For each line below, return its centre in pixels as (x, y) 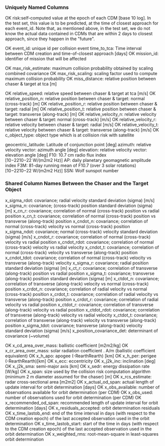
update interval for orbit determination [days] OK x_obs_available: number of (82, 387)
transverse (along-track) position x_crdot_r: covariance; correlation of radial (82, 299)
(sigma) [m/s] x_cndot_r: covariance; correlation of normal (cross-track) (78, 236)
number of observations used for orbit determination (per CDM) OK (73, 397)
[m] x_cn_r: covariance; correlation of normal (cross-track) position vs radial (82, 210)
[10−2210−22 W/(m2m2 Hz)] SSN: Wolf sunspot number (62, 171)
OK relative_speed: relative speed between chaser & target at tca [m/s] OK (80, 93)
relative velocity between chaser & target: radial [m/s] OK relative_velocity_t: (82, 125)
